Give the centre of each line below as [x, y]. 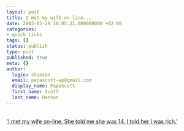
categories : [21, 29]
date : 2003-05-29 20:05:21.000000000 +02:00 [64, 23]
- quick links [25, 35]
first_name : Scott [36, 92]
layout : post [23, 12]
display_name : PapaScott [44, 86]
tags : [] [17, 40]
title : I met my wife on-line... [49, 18]
